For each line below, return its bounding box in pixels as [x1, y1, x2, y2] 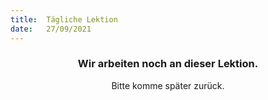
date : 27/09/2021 [10, 24, 92, 34]
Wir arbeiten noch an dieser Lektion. [77, 57, 259, 71]
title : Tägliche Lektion [10, 14, 118, 25]
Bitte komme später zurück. [111, 79, 225, 91]
